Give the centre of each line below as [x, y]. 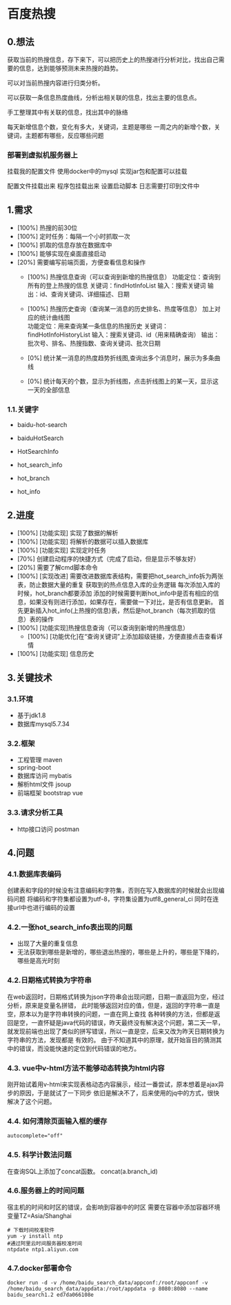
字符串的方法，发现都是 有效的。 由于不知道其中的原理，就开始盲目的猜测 [111, 1039]
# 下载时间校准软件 [31, 1230]
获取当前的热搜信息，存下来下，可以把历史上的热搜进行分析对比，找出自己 [113, 60]
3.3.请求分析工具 [35, 813]
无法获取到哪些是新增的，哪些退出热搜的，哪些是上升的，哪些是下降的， [120, 952]
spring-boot [34, 768]
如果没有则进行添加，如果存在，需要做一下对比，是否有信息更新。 [123, 602]
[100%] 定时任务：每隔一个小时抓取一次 [74, 237]
